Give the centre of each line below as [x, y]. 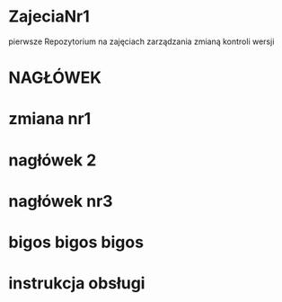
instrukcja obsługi [77, 284]
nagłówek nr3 [61, 201]
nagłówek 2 [53, 160]
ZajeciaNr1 [49, 17]
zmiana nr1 [50, 119]
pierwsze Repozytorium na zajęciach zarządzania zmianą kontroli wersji [141, 41]
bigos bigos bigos [76, 242]
